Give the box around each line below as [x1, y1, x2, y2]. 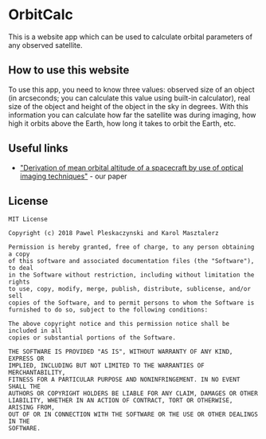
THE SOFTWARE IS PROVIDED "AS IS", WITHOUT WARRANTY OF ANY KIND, [8, 348, 233, 356]
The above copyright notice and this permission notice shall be [8, 320, 229, 328]
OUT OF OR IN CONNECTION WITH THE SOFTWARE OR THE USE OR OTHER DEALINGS [8, 410, 259, 419]
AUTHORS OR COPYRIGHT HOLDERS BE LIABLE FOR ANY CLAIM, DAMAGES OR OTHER [8, 390, 259, 398]
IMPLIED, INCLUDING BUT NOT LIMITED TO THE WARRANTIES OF [8, 362, 205, 370]
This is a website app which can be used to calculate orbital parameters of [8, 32, 253, 41]
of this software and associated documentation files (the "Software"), [8, 257, 255, 265]
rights [8, 278, 30, 286]
